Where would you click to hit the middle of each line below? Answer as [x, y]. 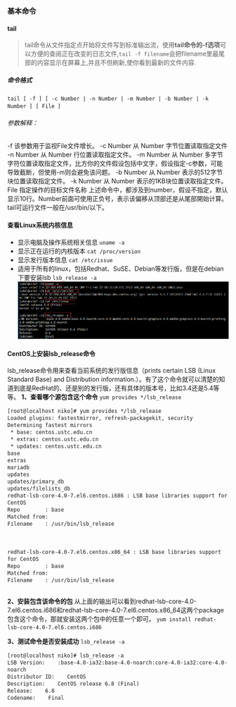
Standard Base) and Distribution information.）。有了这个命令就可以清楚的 [113, 379]
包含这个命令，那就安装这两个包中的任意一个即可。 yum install [99, 619]
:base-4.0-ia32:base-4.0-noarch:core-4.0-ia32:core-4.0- [143, 663]
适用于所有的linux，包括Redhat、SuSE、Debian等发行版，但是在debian [120, 269]
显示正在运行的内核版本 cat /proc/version [79, 251]
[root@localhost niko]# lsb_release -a [66, 656]
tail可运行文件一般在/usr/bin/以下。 [58, 208]
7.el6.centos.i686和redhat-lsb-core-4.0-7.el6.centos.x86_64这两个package [116, 610]
